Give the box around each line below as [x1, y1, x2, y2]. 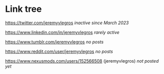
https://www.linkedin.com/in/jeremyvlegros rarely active [5, 29, 120, 35]
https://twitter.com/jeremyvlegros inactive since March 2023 [5, 20, 129, 26]
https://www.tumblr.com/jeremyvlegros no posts [5, 38, 104, 45]
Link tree [5, 3, 42, 15]
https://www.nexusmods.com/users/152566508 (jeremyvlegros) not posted [5, 58, 159, 64]
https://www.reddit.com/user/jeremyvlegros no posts [5, 48, 113, 54]
